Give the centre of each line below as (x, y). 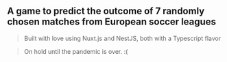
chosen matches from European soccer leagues (112, 22)
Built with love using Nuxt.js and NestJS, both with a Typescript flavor (122, 38)
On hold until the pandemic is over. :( (76, 51)
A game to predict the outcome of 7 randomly (106, 11)
